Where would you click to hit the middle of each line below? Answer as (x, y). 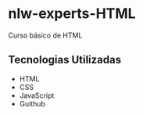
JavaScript (37, 95)
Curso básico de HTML (45, 35)
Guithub (32, 103)
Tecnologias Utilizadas (65, 60)
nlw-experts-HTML (72, 14)
